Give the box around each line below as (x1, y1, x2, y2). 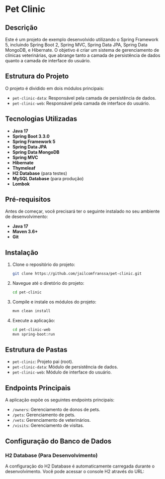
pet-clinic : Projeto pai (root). (12, 359, 74, 364)
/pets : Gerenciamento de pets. (12, 412, 76, 418)
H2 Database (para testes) (12, 170, 68, 176)
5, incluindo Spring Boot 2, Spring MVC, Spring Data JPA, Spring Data (5, 42, 148, 48)
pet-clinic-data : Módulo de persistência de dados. (12, 364, 118, 370)
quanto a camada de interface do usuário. (5, 58, 91, 63)
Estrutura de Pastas (5, 346, 68, 354)
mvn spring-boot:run (12, 332, 55, 337)
